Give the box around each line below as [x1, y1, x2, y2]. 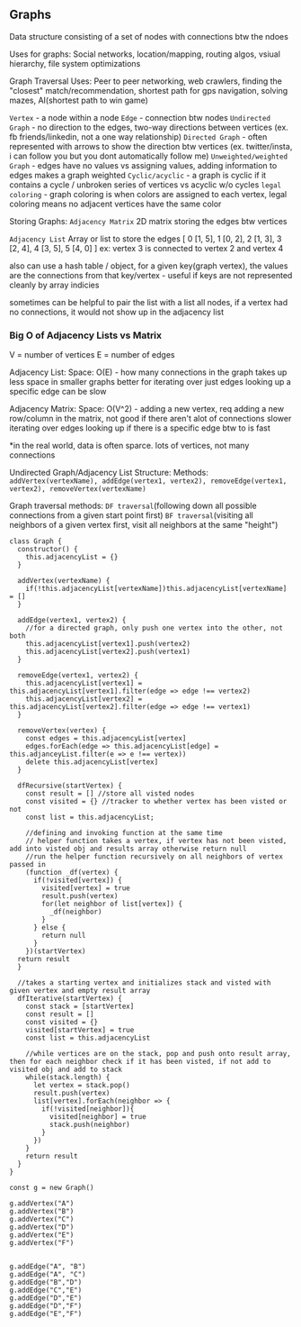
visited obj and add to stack [9, 1065, 123, 1075]
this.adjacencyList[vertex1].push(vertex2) [25, 640, 191, 649]
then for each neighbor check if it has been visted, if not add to [9, 1058, 271, 1067]
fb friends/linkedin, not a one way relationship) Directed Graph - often [9, 131, 268, 142]
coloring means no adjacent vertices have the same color [9, 198, 222, 209]
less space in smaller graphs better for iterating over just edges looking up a [9, 377, 292, 387]
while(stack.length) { [25, 1073, 111, 1082]
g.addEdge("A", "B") [9, 1262, 87, 1271]
